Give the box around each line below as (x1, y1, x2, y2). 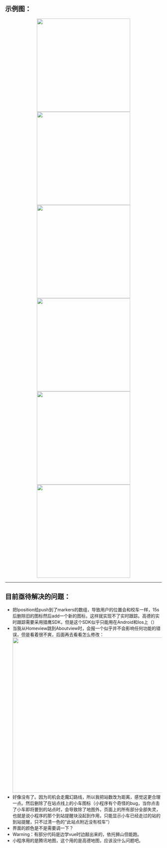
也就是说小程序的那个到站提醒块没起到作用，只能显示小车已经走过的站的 (12, 812, 161, 819)
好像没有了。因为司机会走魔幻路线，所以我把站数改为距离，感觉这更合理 (12, 794, 161, 800)
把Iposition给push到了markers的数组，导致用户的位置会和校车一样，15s (12, 606, 160, 612)
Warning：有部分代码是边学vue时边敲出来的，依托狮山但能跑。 (12, 831, 142, 837)
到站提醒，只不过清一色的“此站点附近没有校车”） (12, 819, 113, 825)
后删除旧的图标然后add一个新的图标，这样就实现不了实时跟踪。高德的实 (12, 613, 160, 619)
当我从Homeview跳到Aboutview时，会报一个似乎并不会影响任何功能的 (12, 625, 157, 631)
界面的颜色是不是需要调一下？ (12, 825, 74, 831)
